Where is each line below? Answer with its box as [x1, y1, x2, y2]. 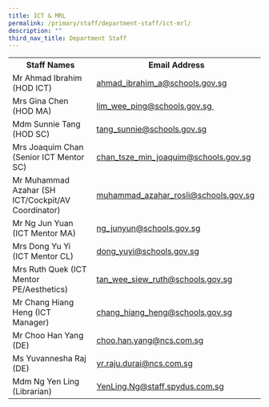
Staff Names [26, 59, 75, 71]
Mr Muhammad [12, 175, 70, 186]
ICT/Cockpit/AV [12, 195, 70, 206]
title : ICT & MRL [8, 11, 66, 20]
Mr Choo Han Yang [12, 330, 84, 341]
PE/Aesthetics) [12, 284, 68, 295]
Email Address [148, 59, 205, 71]
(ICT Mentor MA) [12, 228, 76, 239]
